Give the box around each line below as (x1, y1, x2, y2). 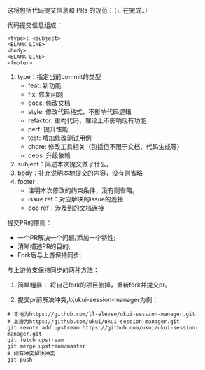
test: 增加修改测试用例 (27, 134, 92, 142)
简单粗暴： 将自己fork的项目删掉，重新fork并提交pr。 (17, 280, 171, 289)
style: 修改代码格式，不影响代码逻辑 (27, 108, 132, 115)
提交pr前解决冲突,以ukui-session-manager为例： (17, 296, 159, 304)
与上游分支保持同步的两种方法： (7, 266, 99, 274)
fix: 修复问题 (27, 90, 64, 98)
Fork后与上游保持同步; (17, 251, 82, 259)
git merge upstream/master (7, 343, 86, 350)
